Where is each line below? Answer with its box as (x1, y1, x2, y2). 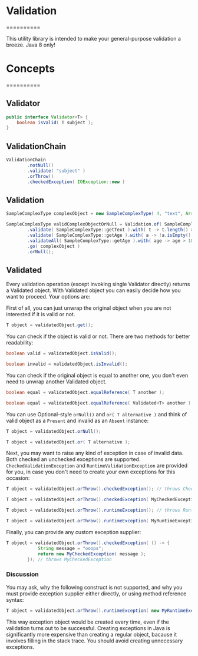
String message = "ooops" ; (37, 545, 104, 551)
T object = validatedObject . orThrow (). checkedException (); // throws (6, 486, 181, 492)
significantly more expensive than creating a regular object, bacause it (6, 631, 177, 638)
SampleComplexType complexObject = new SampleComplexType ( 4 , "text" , (6, 211, 183, 217)
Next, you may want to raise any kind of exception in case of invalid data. (6, 449, 184, 457)
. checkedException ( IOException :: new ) (27, 178, 126, 185)
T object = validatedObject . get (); (6, 322, 94, 328)
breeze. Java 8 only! (6, 41, 56, 48)
